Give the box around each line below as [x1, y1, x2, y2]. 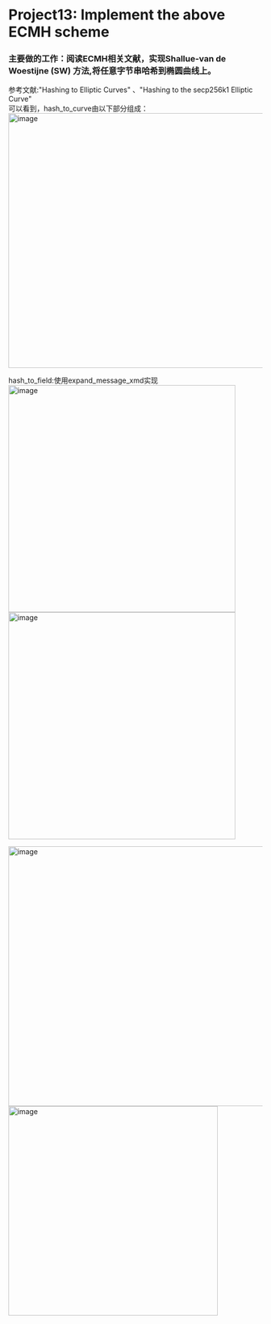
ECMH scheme [8, 23, 110, 41]
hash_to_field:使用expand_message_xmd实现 [8, 375, 159, 385]
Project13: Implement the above [8, 6, 226, 24]
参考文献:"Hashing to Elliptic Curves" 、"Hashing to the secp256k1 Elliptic [8, 85, 253, 94]
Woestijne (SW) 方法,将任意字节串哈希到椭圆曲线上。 [8, 65, 216, 77]
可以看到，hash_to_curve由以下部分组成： [8, 103, 148, 114]
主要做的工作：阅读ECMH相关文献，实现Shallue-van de [8, 53, 227, 65]
